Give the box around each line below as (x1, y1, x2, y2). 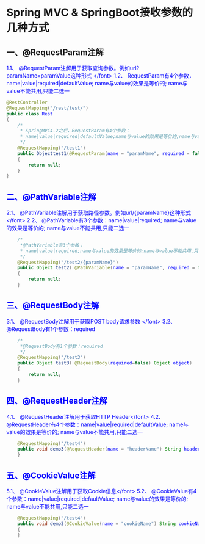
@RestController (6, 100, 48, 106)
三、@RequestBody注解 (6, 300, 99, 311)
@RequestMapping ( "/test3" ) (17, 355, 86, 361)
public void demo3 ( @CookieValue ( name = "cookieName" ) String (17, 520, 176, 527)
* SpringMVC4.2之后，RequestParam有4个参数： (20, 128, 131, 134)
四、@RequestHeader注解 (6, 396, 108, 406)
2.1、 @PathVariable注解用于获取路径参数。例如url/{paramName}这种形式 (6, 209, 191, 217)
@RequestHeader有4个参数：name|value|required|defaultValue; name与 (6, 421, 189, 428)
